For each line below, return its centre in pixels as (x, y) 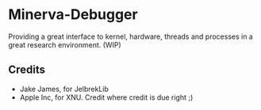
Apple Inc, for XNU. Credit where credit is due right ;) (106, 97)
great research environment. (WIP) (65, 44)
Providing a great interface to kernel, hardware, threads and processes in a (131, 36)
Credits (27, 70)
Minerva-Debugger (73, 15)
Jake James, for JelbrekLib (64, 89)
